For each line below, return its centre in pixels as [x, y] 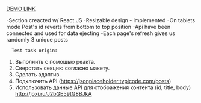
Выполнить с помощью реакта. [55, 62]
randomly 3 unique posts [37, 39]
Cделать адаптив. [38, 74]
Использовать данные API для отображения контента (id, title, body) [103, 87]
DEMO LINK [21, 9]
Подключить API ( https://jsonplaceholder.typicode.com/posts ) [93, 81]
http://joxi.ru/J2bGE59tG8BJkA [53, 94]
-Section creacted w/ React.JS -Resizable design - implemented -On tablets [101, 20]
